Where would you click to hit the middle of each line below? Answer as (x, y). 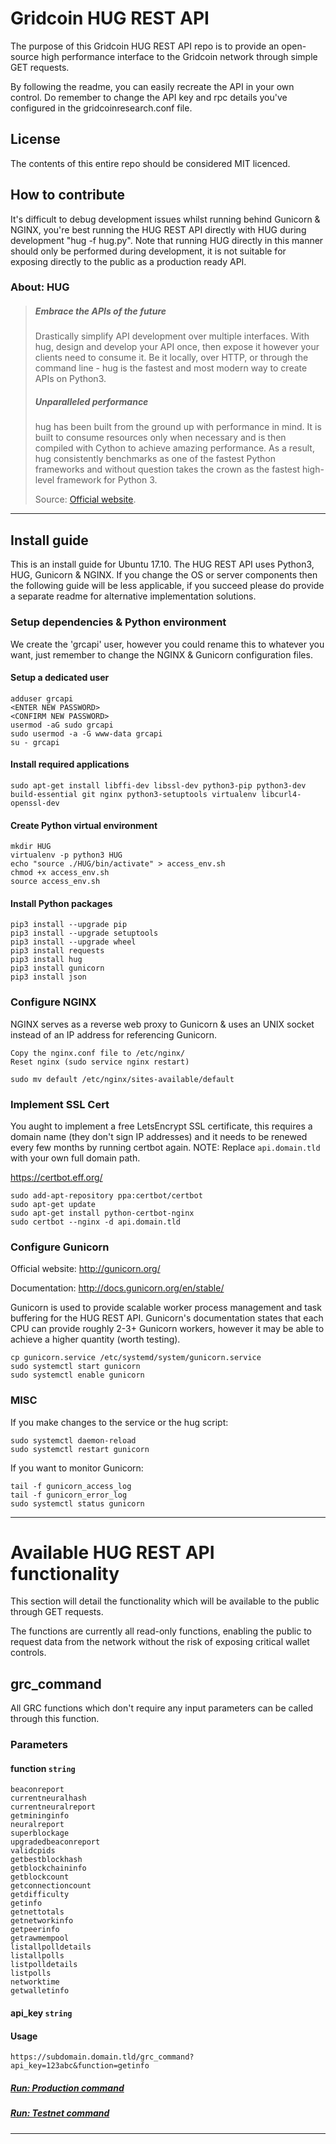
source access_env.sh (55, 882)
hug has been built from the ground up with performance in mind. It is (178, 427)
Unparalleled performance (91, 402)
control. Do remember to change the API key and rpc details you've (149, 97)
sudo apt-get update (53, 1204)
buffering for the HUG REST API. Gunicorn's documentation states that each (167, 1318)
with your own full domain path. (75, 1158)
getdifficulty (40, 1895)
